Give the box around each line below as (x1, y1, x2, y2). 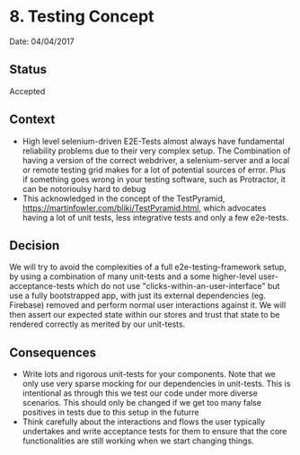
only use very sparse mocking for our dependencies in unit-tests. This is (22, 379, 291, 389)
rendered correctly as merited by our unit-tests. (9, 319, 186, 329)
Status (9, 62, 48, 77)
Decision (9, 238, 60, 253)
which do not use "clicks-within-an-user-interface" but (75, 281, 280, 292)
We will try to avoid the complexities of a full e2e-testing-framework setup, (9, 262, 287, 273)
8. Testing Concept (9, 6, 154, 27)
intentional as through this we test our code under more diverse (22, 388, 258, 398)
